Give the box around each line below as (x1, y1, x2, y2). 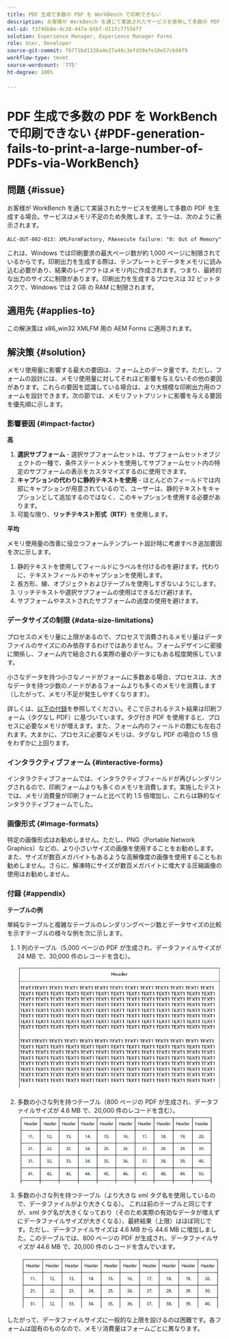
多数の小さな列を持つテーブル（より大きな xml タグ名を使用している (16, 1191, 210, 1199)
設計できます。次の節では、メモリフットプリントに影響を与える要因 (30, 391, 222, 400)
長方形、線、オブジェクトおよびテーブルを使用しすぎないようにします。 (16, 580, 220, 588)
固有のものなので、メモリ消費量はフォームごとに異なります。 (30, 1324, 204, 1332)
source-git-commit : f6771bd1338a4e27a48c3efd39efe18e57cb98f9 (7, 47, 188, 54)
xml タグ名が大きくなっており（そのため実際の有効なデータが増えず (29, 1208, 220, 1216)
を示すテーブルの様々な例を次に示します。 (7, 929, 126, 937)
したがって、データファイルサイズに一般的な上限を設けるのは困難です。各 (7, 1316, 215, 1324)
